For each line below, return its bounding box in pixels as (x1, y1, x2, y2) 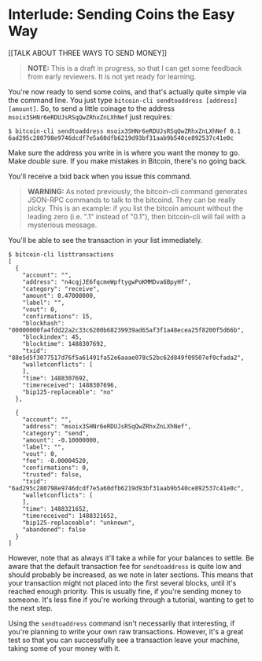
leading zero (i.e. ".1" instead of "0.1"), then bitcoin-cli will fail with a (27, 211, 246, 221)
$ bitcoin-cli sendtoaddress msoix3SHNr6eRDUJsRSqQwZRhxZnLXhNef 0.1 (8, 127, 242, 135)
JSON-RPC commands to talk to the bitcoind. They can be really (27, 195, 236, 204)
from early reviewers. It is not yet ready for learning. (27, 72, 197, 81)
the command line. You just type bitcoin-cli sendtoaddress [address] (8, 95, 238, 105)
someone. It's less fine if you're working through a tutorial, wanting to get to (8, 595, 254, 604)
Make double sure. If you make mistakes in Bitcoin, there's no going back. (8, 156, 248, 166)
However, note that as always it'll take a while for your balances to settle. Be (8, 553, 255, 563)
